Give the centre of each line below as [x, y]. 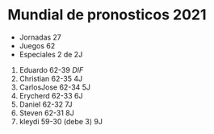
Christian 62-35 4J [50, 78]
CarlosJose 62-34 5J [55, 87]
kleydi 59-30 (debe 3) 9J [61, 121]
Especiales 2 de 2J [51, 54]
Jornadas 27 [40, 37]
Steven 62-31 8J [46, 113]
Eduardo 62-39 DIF [51, 69]
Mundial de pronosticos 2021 [107, 15]
